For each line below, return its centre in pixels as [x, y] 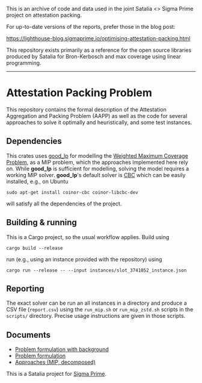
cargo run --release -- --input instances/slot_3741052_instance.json [96, 270]
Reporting [25, 288]
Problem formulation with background [62, 349]
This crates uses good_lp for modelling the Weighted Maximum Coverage [97, 155]
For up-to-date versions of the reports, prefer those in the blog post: [91, 27]
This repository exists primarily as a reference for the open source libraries [99, 50]
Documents [29, 335]
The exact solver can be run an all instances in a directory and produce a [97, 303]
